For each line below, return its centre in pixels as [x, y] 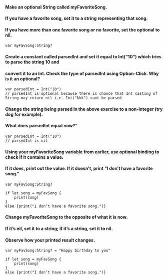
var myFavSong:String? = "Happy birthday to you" [58, 251]
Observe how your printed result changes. [50, 240]
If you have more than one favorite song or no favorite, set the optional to [82, 29]
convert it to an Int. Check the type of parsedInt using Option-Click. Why [82, 73]
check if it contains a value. [34, 157]
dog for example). [24, 114]
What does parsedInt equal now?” [41, 126]
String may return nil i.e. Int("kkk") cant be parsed [63, 98]
